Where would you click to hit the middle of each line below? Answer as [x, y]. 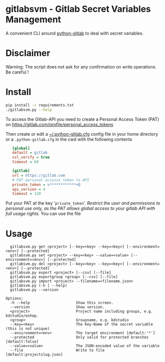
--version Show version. [57, 307]
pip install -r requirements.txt [40, 105]
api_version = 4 [29, 189]
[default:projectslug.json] [34, 355]
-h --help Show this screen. [62, 303]
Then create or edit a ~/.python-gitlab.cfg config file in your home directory [82, 134]
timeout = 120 [27, 194]
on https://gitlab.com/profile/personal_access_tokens [59, 124]
